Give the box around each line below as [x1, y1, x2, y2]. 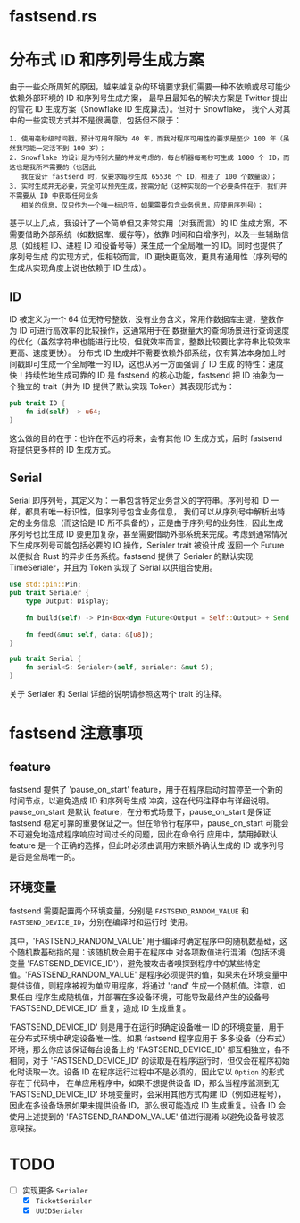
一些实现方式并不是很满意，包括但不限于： [24, 115, 181, 126]
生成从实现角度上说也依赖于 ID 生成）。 [9, 262, 151, 274]
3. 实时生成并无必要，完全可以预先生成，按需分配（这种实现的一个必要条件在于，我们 [9, 182, 281, 191]
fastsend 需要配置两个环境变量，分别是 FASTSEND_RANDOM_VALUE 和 [9, 905, 250, 916]
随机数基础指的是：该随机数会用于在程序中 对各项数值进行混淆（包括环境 [16, 947, 286, 957]
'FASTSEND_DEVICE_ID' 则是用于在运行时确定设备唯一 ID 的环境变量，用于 [9, 1022, 285, 1032]
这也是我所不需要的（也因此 [9, 163, 96, 172]
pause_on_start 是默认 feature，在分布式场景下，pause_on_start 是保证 [9, 807, 271, 817]
